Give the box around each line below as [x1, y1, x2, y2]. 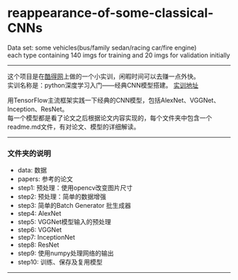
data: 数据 [17, 166, 47, 175]
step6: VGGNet [17, 226, 62, 234]
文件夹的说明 [7, 148, 52, 158]
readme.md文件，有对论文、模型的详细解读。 [7, 122, 140, 131]
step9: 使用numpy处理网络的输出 [17, 249, 114, 257]
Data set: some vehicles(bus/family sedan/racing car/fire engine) [7, 43, 197, 52]
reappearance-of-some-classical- [7, 5, 214, 21]
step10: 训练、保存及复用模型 [17, 258, 103, 267]
